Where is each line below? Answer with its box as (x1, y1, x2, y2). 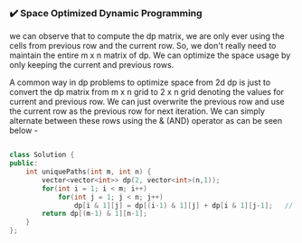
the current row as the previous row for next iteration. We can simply (9, 106, 265, 117)
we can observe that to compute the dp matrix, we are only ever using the (9, 31, 285, 42)
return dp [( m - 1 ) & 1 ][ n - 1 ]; (42, 210, 147, 219)
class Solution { (9, 151, 75, 160)
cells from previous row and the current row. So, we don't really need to (9, 41, 277, 51)
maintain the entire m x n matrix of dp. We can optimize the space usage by (9, 50, 291, 61)
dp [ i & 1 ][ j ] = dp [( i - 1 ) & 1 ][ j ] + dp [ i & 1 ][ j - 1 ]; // (73, 201, 294, 210)
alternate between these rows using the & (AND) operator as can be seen (9, 116, 283, 126)
